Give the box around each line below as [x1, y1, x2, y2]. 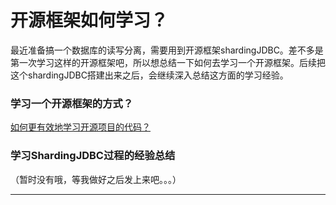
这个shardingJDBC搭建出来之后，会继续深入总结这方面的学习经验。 [10, 69, 289, 81]
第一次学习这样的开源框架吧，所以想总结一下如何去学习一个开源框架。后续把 [10, 56, 326, 68]
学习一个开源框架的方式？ [10, 96, 134, 110]
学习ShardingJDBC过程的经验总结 [10, 149, 176, 163]
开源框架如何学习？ [10, 9, 169, 32]
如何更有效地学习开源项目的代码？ [10, 121, 151, 133]
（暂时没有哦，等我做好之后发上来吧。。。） [10, 173, 182, 185]
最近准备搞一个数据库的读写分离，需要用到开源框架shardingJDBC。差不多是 [10, 44, 324, 56]
